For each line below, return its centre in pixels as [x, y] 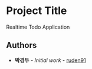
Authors [22, 45]
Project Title [37, 11]
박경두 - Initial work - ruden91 [50, 60]
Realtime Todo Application [38, 27]
